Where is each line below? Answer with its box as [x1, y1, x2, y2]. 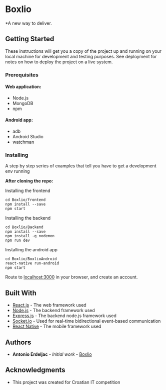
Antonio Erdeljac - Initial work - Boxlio [12, 351, 92, 357]
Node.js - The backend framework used [12, 308, 95, 314]
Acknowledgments [5, 366, 66, 374]
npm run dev [5, 238, 30, 243]
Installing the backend [5, 215, 51, 221]
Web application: [5, 84, 41, 90]
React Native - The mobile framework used [12, 323, 101, 330]
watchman [12, 139, 34, 145]
